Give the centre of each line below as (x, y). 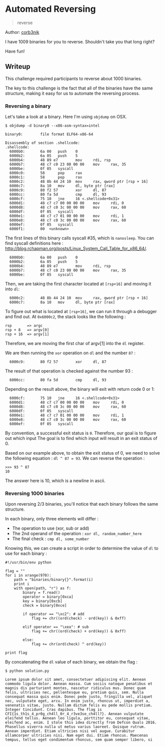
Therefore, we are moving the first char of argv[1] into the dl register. (75, 344)
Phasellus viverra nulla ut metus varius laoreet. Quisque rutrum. (76, 727)
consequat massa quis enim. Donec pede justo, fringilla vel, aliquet (79, 697)
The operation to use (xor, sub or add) (51, 528)
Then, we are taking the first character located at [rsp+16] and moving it (78, 284)
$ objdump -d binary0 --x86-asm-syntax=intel (52, 126)
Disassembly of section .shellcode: (42, 143)
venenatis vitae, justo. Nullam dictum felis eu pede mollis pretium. (79, 705)
